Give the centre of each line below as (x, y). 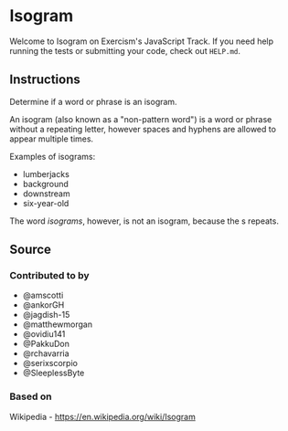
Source (31, 250)
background (45, 184)
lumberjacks (46, 173)
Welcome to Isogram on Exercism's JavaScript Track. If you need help (142, 41)
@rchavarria (46, 353)
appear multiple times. (52, 139)
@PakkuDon (46, 344)
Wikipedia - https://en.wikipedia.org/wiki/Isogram (103, 416)
